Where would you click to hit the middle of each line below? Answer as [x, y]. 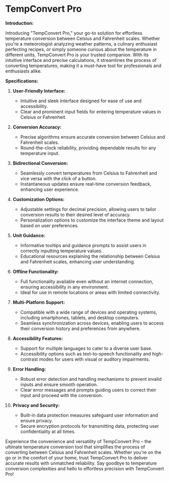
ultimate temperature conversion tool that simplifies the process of [75, 447]
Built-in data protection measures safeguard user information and [89, 415]
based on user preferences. [50, 225]
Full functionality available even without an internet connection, [87, 281]
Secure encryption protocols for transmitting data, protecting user [90, 426]
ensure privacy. [37, 421]
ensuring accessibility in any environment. [65, 287]
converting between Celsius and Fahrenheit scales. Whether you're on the [83, 452]
